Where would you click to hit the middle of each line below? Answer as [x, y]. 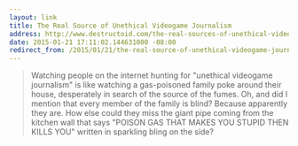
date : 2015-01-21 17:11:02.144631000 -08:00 [93, 42]
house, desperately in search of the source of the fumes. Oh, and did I [159, 95]
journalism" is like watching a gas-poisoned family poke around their [156, 85]
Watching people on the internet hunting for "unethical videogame [152, 75]
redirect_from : [37, 50]
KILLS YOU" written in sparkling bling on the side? [122, 132]
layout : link [33, 17]
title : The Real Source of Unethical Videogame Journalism [121, 26]
